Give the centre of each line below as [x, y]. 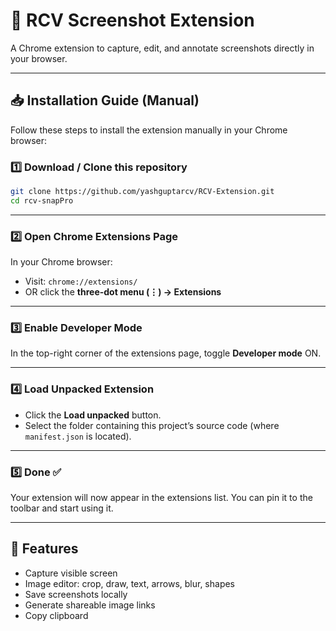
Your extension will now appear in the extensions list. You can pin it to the [161, 497]
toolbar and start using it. [62, 508]
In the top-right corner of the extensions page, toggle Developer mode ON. [166, 353]
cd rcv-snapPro [42, 200]
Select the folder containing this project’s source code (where [152, 425]
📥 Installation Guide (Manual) [105, 100]
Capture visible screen [71, 573]
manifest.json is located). [78, 436]
